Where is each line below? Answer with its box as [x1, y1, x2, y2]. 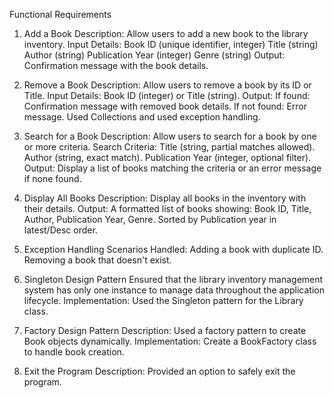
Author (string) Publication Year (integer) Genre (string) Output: [23, 49, 286, 61]
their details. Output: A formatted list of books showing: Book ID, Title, [23, 203, 312, 214]
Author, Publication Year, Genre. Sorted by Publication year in [23, 214, 277, 225]
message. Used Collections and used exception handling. [23, 111, 261, 123]
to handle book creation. [23, 346, 125, 358]
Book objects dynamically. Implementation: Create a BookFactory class [23, 335, 317, 347]
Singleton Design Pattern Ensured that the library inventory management [23, 274, 324, 285]
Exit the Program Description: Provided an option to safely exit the [23, 365, 296, 377]
